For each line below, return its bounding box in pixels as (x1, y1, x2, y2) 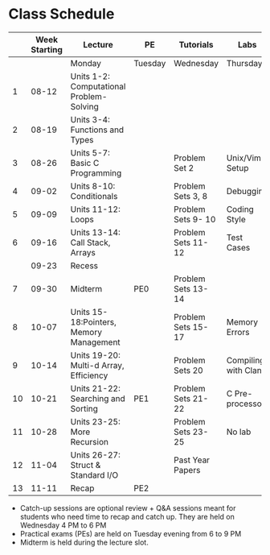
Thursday (226, 57, 263, 68)
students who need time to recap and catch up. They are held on (19, 512, 235, 521)
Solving (70, 101, 99, 112)
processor (226, 398, 265, 409)
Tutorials (178, 39, 214, 50)
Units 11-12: (70, 203, 121, 214)
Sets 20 (174, 364, 203, 375)
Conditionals (70, 190, 118, 201)
